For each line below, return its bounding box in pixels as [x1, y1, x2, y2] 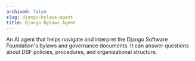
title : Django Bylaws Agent [6, 20, 76, 25]
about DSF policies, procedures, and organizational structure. [6, 49, 157, 56]
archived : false [6, 8, 47, 15]
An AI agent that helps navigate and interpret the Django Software [6, 36, 168, 43]
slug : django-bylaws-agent [6, 14, 73, 20]
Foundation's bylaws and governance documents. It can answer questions [6, 42, 189, 49]
